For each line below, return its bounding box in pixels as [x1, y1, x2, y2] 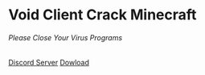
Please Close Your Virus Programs [8, 32, 123, 42]
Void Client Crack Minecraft [8, 6, 197, 24]
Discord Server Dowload [8, 58, 90, 68]
